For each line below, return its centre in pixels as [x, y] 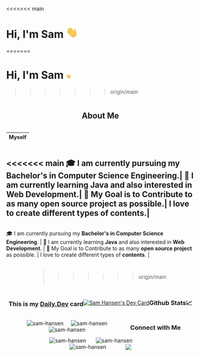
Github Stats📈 [171, 303]
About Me [100, 116]
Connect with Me [155, 327]
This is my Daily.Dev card [46, 304]
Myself [18, 137]
